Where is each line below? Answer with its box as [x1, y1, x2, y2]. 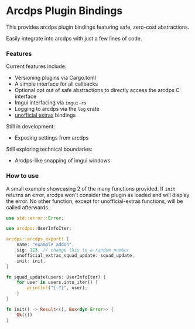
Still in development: [6, 123, 56, 130]
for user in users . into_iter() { [16, 280, 98, 286]
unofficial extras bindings [14, 111, 76, 118]
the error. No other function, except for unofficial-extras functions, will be [6, 198, 183, 205]
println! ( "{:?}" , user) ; [27, 285, 88, 291]
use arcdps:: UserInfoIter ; [6, 226, 72, 232]
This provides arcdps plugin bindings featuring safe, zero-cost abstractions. [6, 23, 190, 30]
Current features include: [6, 63, 67, 70]
